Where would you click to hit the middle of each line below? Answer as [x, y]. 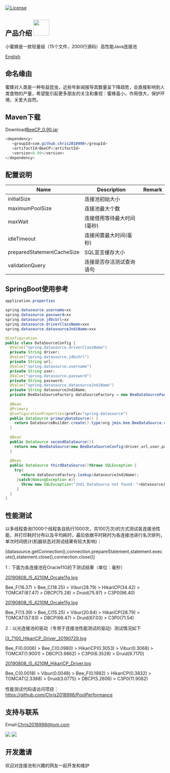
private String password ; [37, 380]
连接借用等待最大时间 [110, 218]
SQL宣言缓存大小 [104, 252]
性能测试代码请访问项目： [32, 689]
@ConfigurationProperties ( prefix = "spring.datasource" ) [69, 413]
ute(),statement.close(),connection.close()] [50, 557]
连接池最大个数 [102, 208]
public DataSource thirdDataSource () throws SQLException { [73, 466]
